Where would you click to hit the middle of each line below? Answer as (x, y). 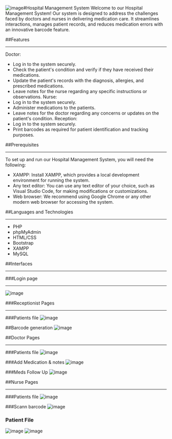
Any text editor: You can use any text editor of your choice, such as (84, 186)
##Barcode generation (29, 328)
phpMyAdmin (27, 232)
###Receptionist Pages (30, 303)
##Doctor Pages (23, 337)
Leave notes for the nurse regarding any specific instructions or (80, 91)
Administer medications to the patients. (54, 108)
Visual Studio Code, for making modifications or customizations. (80, 191)
